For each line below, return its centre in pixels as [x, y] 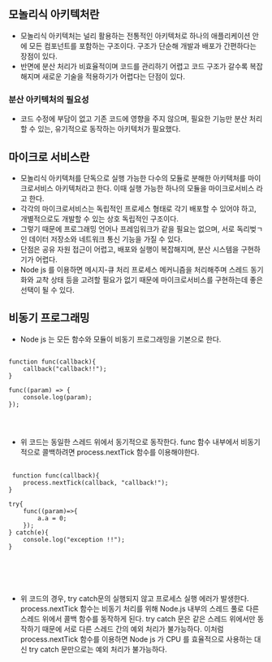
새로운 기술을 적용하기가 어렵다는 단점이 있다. [113, 76]
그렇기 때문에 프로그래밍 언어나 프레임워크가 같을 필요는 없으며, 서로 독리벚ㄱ [142, 229]
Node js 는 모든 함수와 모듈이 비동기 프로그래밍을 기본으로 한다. [121, 339]
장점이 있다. [39, 56]
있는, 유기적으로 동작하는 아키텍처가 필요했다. [109, 129]
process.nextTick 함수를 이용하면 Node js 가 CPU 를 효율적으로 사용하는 [136, 639]
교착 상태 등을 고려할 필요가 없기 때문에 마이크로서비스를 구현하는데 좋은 [149, 280]
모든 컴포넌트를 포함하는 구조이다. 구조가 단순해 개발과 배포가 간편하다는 [143, 46]
